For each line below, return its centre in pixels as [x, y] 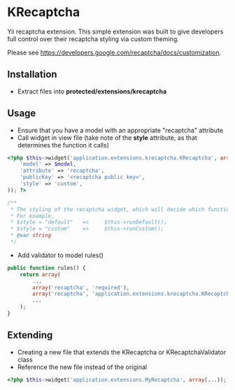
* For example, [32, 216]
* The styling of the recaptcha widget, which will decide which [107, 209]
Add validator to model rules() [60, 255]
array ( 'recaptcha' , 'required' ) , [81, 287]
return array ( [40, 274]
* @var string [31, 236]
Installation [32, 74]
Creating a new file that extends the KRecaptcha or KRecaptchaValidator [122, 352]
